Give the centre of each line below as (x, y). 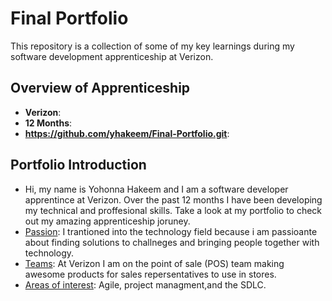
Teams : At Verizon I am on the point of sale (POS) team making (154, 263)
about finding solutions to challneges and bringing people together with (172, 242)
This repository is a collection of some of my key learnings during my (152, 46)
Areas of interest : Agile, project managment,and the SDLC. (145, 284)
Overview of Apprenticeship (100, 88)
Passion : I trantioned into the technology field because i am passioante (171, 231)
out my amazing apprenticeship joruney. (107, 221)
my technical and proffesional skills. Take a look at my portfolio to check (173, 210)
